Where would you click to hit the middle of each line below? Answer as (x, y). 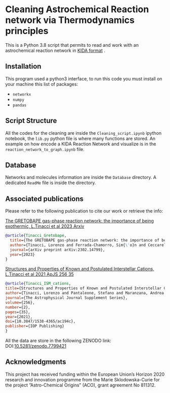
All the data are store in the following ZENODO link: (58, 341)
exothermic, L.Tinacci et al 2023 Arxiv (45, 226)
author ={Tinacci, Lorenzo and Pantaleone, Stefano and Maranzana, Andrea (85, 293)
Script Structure (31, 121)
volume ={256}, (20, 303)
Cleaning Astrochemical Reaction (77, 9)
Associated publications (45, 199)
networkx (22, 94)
